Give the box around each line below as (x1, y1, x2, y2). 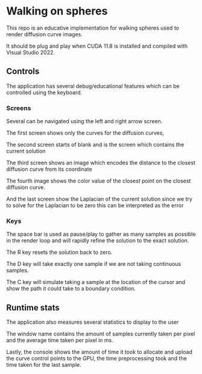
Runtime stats (6, 302, 60, 312)
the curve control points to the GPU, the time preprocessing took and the (6, 355, 187, 362)
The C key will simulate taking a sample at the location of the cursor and (6, 279, 186, 286)
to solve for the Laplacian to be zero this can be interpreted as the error (6, 202, 184, 209)
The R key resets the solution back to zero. (6, 249, 113, 256)
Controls (6, 66, 40, 77)
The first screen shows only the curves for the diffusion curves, (6, 129, 165, 137)
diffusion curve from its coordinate (6, 166, 92, 173)
